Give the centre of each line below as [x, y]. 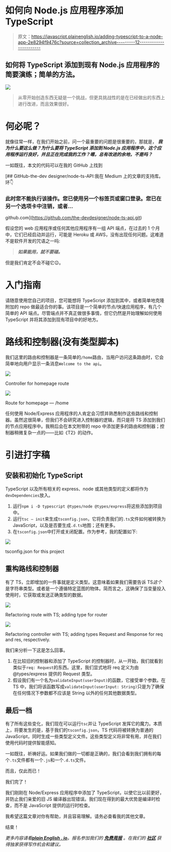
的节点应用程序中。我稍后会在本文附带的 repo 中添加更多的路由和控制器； [83, 426]
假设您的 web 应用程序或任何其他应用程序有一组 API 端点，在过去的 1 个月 [83, 228]
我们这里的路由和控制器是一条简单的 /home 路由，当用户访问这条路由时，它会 [84, 357]
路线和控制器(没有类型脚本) [62, 342]
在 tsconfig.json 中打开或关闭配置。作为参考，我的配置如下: [75, 532]
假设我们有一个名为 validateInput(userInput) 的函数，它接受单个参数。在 [89, 680]
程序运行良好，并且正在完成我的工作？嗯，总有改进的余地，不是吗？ [81, 154]
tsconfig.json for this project [35, 551]
